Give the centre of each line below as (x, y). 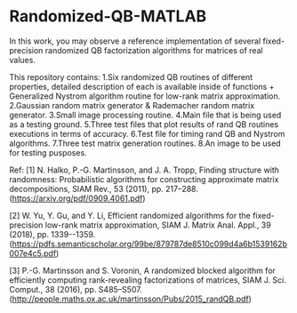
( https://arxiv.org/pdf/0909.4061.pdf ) (77, 198)
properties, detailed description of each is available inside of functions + (142, 86)
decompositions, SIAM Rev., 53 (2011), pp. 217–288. (104, 189)
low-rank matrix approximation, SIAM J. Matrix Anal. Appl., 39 (158, 225)
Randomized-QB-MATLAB (108, 16)
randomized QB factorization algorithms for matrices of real (154, 50)
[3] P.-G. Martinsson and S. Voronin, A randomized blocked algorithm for (142, 270)
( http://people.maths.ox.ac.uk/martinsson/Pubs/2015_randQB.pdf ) (130, 299)
